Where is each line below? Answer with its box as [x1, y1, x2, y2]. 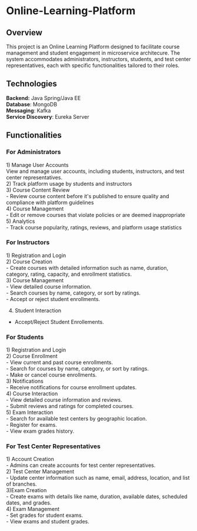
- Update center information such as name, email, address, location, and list [6, 475, 190, 482]
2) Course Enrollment [6, 353, 58, 360]
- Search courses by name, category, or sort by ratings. [6, 289, 141, 296]
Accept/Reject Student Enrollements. [14, 318, 104, 325]
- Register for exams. [6, 422, 57, 429]
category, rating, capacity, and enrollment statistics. [6, 270, 132, 278]
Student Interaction [14, 307, 62, 314]
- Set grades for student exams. [6, 512, 84, 519]
